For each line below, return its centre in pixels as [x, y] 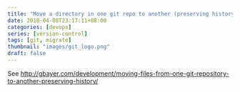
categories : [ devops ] [40, 27]
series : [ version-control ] [47, 34]
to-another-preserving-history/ [53, 81]
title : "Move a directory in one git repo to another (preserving [108, 14]
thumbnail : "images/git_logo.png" [59, 47]
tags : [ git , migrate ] [40, 40]
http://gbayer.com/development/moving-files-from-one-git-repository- [125, 73]
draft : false [27, 54]
